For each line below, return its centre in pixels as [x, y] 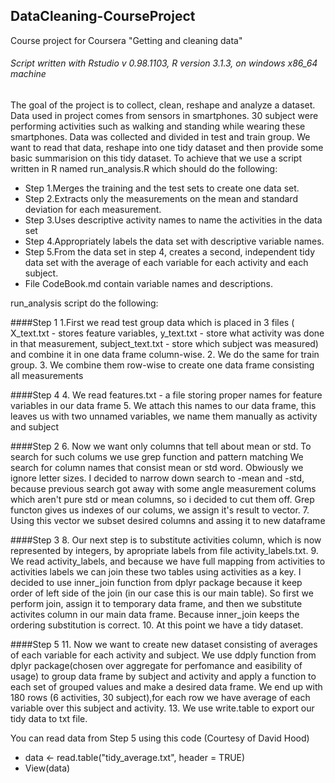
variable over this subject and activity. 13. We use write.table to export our [162, 708]
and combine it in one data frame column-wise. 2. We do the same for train [165, 355]
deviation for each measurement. [93, 210]
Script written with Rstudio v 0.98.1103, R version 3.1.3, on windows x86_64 [164, 63]
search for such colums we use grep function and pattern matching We [157, 457]
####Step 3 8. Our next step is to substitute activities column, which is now [166, 540]
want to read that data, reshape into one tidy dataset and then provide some [167, 148]
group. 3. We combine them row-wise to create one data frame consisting [162, 365]
